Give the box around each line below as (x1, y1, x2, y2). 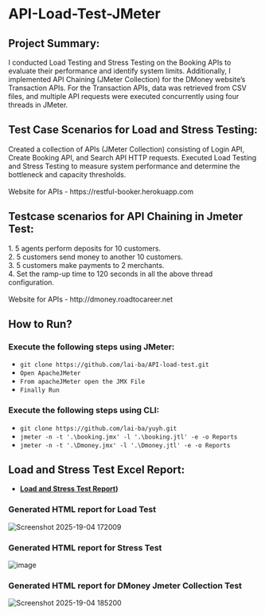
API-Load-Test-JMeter (8, 5, 161, 23)
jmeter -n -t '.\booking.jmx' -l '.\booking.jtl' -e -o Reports (19, 432, 238, 441)
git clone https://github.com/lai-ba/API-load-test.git (19, 361, 209, 369)
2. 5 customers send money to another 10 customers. (8, 252, 183, 262)
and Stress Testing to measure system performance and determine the (8, 161, 240, 171)
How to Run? (8, 317, 73, 331)
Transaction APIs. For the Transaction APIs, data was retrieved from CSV (8, 83, 247, 93)
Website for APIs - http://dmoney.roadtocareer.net (8, 294, 173, 304)
